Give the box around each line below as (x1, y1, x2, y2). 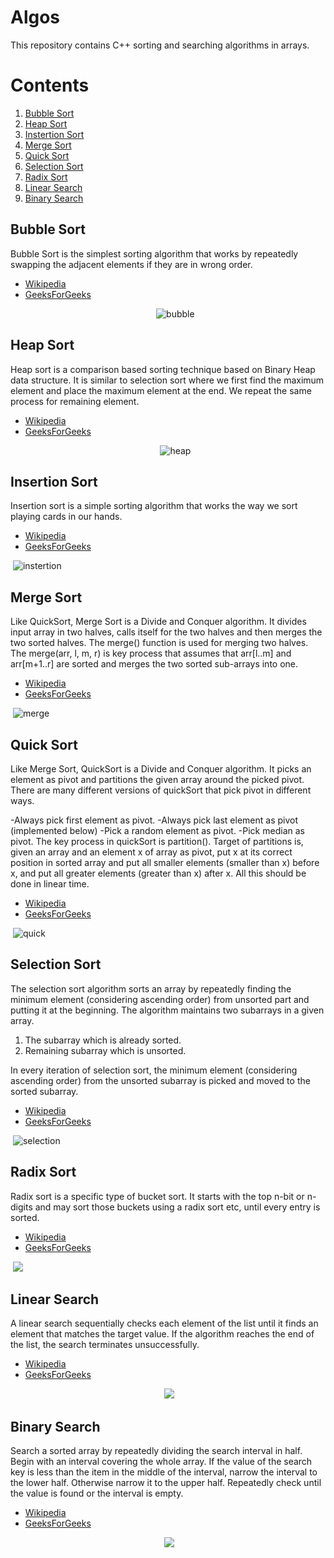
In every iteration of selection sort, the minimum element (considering (10, 1064, 298, 1076)
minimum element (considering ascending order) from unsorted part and (10, 993, 310, 1005)
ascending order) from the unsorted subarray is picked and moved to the (10, 1074, 311, 1086)
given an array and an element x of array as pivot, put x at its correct (10, 846, 293, 858)
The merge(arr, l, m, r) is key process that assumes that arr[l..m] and (10, 647, 292, 660)
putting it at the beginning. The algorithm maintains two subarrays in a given (10, 1004, 325, 1016)
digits (10, 1201, 33, 1213)
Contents (10, 74, 90, 97)
